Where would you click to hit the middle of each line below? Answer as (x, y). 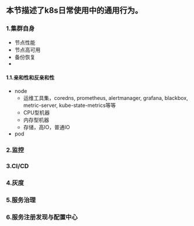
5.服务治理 (21, 200)
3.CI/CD (18, 166)
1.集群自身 (20, 29)
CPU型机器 (37, 112)
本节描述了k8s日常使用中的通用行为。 (75, 11)
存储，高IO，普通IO (46, 127)
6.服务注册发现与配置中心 (42, 217)
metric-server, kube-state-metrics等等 (70, 105)
